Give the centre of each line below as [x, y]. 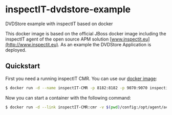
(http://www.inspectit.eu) [32, 44]
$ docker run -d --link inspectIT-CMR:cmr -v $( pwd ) [63, 107]
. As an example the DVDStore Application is [105, 44]
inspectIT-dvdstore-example [68, 9]
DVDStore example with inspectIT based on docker [59, 24]
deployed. [16, 50]
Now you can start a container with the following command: [68, 98]
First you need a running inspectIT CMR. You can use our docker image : [81, 79]
